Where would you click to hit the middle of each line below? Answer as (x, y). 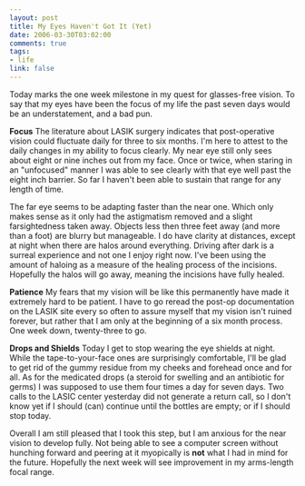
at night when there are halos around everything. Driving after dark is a (142, 245)
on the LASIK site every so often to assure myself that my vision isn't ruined (151, 311)
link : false (32, 69)
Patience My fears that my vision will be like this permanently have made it (149, 292)
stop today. (30, 415)
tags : (20, 52)
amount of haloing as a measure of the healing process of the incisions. (143, 264)
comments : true (38, 43)
